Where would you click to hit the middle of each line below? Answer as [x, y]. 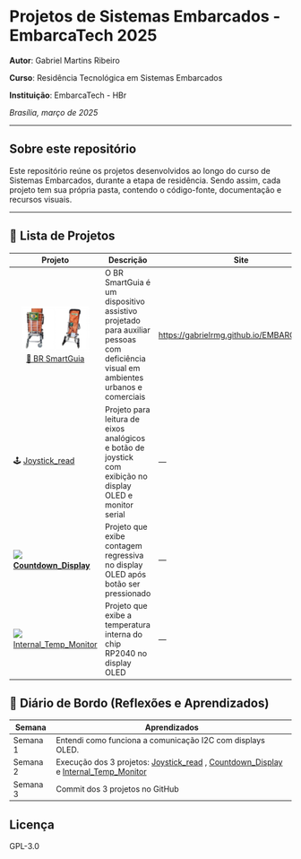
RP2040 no [126, 654]
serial [115, 514]
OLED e [118, 495]
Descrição [128, 260]
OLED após [125, 574]
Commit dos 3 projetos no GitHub [117, 789]
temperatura [127, 625]
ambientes [124, 377]
